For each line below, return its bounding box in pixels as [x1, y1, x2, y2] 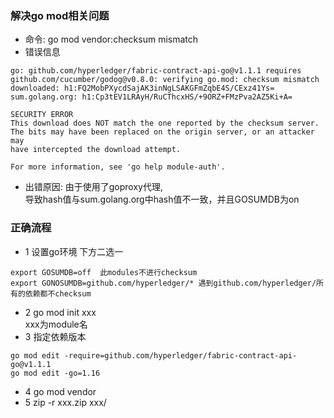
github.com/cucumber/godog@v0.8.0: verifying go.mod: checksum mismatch [10, 75, 320, 85]
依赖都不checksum [24, 288, 92, 299]
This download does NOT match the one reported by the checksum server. [10, 118, 320, 129]
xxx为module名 [24, 318, 88, 330]
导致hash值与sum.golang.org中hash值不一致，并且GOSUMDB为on [24, 193, 300, 206]
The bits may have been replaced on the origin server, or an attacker [10, 127, 315, 137]
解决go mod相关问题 [10, 8, 110, 22]
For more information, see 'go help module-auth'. [10, 162, 226, 172]
